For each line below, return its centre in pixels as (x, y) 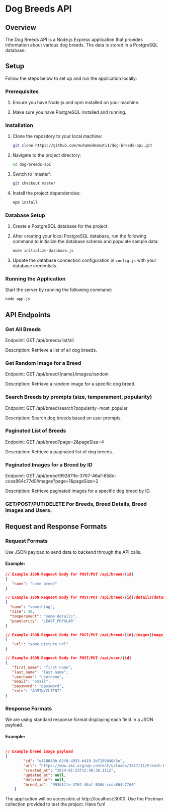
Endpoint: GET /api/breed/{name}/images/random (57, 374)
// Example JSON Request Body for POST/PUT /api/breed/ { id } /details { (80, 598)
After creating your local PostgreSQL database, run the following (79, 236)
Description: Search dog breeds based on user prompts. (64, 418)
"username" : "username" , (38, 677)
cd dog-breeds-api (32, 165)
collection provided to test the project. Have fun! (55, 804)
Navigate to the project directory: (47, 155)
